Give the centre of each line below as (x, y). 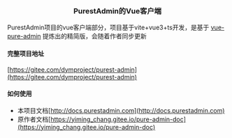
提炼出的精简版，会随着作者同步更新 (94, 36)
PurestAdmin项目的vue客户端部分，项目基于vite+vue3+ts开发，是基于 (108, 28)
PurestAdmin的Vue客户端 (117, 10)
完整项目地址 (26, 53)
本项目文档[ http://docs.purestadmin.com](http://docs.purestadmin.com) (121, 110)
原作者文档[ (34, 119)
